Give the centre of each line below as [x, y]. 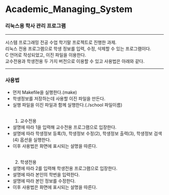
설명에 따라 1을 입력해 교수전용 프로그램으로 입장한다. [64, 127]
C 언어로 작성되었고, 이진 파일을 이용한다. [46, 55]
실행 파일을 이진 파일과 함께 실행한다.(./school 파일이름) [67, 105]
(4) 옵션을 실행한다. [32, 140]
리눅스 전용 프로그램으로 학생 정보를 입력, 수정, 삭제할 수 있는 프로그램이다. [78, 49]
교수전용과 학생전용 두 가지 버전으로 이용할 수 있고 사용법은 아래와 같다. [75, 61]
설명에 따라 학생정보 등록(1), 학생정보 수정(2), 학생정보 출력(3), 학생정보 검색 [87, 133]
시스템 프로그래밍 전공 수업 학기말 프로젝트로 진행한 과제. [61, 42]
